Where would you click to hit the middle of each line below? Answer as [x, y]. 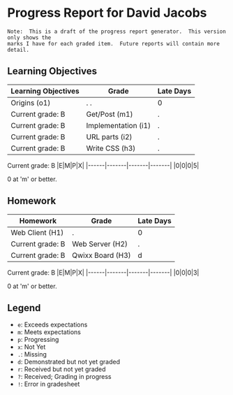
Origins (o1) [31, 103]
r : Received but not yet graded [61, 369]
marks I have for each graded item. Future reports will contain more [113, 43]
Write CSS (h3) [111, 148]
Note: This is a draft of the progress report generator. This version [117, 31]
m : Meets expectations [49, 332]
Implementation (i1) [119, 125]
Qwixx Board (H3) [102, 255]
